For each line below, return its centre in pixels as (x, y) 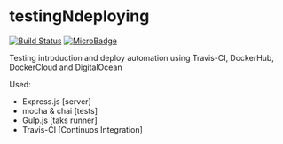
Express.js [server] (56, 101)
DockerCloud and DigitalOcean (66, 67)
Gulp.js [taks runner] (59, 120)
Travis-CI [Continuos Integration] (83, 129)
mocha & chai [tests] (59, 110)
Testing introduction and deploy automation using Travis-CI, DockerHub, (142, 57)
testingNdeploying (79, 16)
